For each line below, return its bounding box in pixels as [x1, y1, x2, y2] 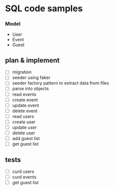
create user [12, 119, 36, 125]
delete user [12, 130, 35, 136]
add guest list [12, 136, 40, 142]
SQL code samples [5, 3, 83, 14]
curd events [12, 174, 37, 180]
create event [12, 96, 38, 103]
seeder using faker [12, 74, 51, 81]
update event [12, 102, 39, 108]
